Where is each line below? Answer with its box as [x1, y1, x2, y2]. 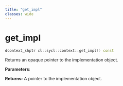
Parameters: [5, 66, 31, 72]
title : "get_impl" [5, 7, 42, 12]
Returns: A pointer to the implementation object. [5, 76, 102, 82]
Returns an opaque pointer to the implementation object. [5, 57, 118, 63]
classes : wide [5, 12, 34, 16]
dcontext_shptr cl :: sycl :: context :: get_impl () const [5, 48, 114, 53]
